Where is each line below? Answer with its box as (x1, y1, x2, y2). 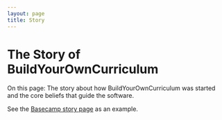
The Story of (7, 46, 81, 62)
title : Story (7, 17, 45, 24)
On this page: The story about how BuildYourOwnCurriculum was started (7, 84, 216, 92)
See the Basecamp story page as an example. (7, 105, 139, 113)
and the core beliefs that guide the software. (7, 92, 134, 100)
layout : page (7, 10, 45, 17)
